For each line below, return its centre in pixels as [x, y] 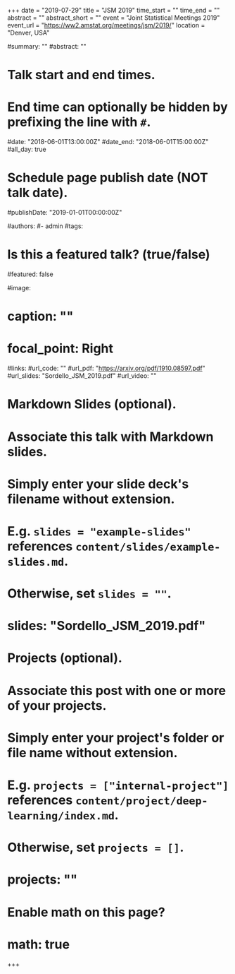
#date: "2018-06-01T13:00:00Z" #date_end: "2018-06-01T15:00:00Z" [108, 142]
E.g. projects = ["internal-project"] [118, 785]
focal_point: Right [61, 349]
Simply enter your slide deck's [98, 484]
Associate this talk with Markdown [110, 436]
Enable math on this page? [86, 912]
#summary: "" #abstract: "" [47, 46]
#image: [19, 288]
